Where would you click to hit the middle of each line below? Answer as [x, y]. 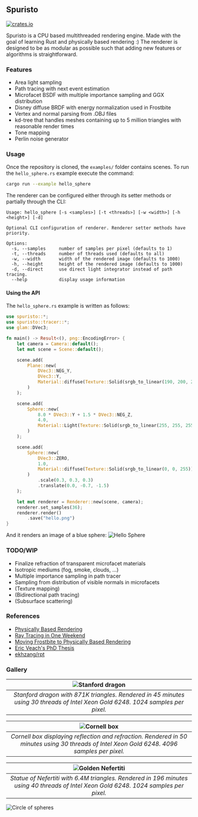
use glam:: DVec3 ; [27, 328]
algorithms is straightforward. [42, 54]
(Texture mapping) [37, 588]
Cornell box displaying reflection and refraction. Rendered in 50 [99, 737]
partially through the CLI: [36, 202]
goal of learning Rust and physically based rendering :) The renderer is [92, 41]
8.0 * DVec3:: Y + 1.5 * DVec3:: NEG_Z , [85, 415]
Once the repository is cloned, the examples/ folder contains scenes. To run [98, 167]
